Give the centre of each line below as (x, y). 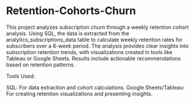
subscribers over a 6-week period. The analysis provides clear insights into (97, 46)
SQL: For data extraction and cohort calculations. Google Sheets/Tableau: (95, 87)
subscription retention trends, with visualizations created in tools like (89, 52)
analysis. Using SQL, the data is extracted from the (68, 33)
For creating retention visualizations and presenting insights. (80, 94)
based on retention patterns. (41, 64)
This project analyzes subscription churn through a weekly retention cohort (97, 27)
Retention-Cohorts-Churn (71, 11)
